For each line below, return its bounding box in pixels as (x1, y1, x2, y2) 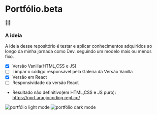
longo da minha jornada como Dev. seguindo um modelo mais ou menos (5, 48, 152, 55)
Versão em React (12, 74, 47, 80)
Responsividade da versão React (12, 80, 79, 86)
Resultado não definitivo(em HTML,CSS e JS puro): (12, 89, 116, 95)
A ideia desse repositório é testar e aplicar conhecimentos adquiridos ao (5, 43, 153, 49)
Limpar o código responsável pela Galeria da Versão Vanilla (12, 69, 133, 75)
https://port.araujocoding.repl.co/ (12, 95, 80, 101)
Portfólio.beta (5, 3, 63, 15)
